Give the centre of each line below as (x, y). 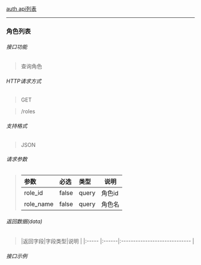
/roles (28, 112)
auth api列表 (22, 9)
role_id (33, 193)
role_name (39, 204)
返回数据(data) (25, 221)
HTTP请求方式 (24, 81)
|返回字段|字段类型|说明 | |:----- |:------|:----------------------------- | (107, 241)
